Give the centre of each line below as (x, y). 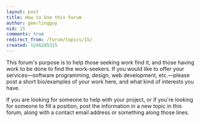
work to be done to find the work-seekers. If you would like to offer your (95, 69)
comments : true (25, 34)
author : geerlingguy (32, 23)
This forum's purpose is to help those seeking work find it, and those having (100, 62)
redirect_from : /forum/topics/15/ (50, 40)
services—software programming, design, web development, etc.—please (98, 75)
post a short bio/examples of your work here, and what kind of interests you (100, 81)
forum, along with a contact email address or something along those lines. (98, 112)
